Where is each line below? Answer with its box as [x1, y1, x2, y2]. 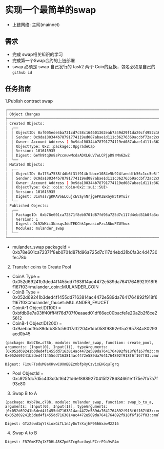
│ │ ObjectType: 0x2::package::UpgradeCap [5, 144, 95, 149]
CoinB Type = [12, 289, 40, 295]
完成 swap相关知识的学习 [12, 51, 63, 57]
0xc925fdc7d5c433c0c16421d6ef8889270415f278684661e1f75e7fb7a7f [12, 375, 158, 381]
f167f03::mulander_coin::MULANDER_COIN [12, 284, 99, 290]
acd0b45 [12, 331, 31, 337]
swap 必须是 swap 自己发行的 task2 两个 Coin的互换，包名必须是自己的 [12, 63, 156, 69]
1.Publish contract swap [5, 98, 53, 104]
